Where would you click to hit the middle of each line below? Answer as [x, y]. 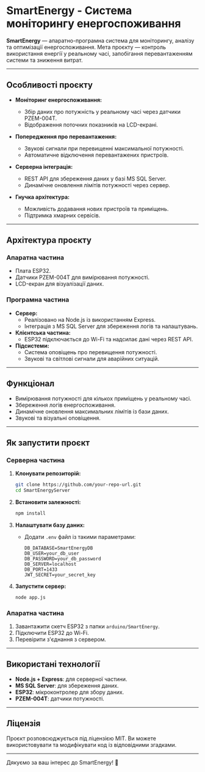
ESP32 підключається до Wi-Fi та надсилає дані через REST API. [109, 339]
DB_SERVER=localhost [50, 564]
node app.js [30, 597]
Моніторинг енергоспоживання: [59, 100]
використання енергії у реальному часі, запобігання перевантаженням [99, 53]
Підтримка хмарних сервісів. [62, 215]
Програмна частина [38, 300]
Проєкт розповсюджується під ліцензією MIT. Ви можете [81, 738]
